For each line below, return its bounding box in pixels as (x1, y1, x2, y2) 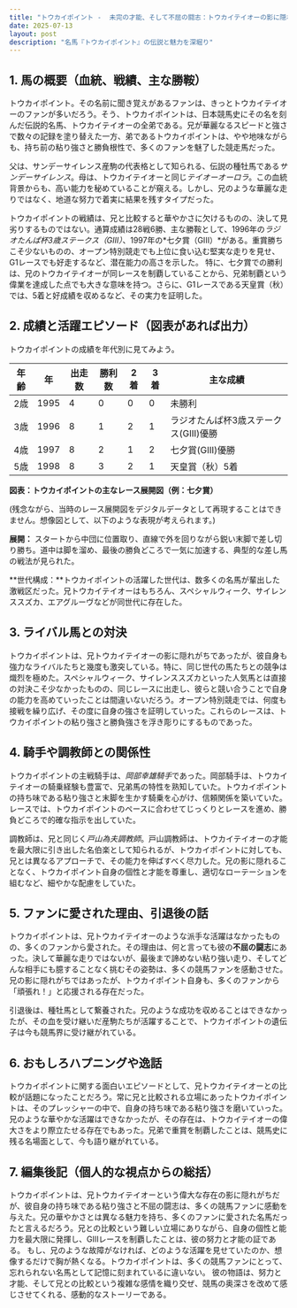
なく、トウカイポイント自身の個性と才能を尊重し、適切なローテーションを (16, 866, 288, 877)
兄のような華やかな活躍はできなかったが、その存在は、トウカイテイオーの (9, 1114, 280, 1125)
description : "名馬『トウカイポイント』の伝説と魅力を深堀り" (9, 37, 214, 47)
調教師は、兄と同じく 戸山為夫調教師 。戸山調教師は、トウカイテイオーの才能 (9, 833, 288, 843)
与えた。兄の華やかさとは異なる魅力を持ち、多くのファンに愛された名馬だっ (9, 1212, 288, 1222)
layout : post (9, 29, 57, 38)
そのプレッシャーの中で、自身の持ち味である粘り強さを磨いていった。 (32, 1103, 287, 1113)
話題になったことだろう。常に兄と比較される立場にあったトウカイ (24, 1092, 264, 1103)
